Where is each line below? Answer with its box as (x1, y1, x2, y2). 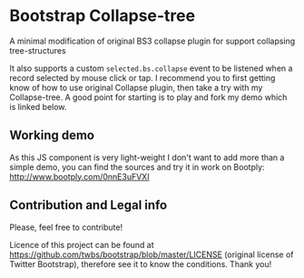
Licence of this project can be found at (9, 239, 154, 250)
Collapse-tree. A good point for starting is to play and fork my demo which (9, 92, 288, 103)
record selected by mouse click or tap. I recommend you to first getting (9, 72, 276, 83)
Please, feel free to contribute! (9, 222, 123, 233)
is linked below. (9, 101, 67, 112)
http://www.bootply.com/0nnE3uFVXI (9, 171, 150, 182)
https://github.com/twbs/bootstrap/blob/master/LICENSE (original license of (9, 249, 294, 260)
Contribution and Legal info (9, 197, 168, 213)
